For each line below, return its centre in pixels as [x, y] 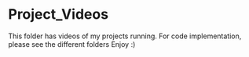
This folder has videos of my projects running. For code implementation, [125, 36]
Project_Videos [58, 14]
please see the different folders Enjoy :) [72, 44]
